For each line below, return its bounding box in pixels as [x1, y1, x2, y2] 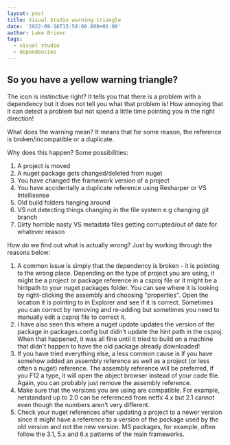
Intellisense [16, 191, 49, 199]
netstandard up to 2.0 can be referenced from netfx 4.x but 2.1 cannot [16, 393, 215, 402]
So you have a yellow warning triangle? [7, 74, 179, 86]
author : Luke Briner [7, 29, 67, 37]
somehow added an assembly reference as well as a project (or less [16, 356, 210, 365]
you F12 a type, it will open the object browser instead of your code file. [16, 371, 220, 380]
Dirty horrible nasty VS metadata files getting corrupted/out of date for [16, 220, 218, 228]
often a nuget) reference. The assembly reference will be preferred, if [16, 364, 214, 372]
